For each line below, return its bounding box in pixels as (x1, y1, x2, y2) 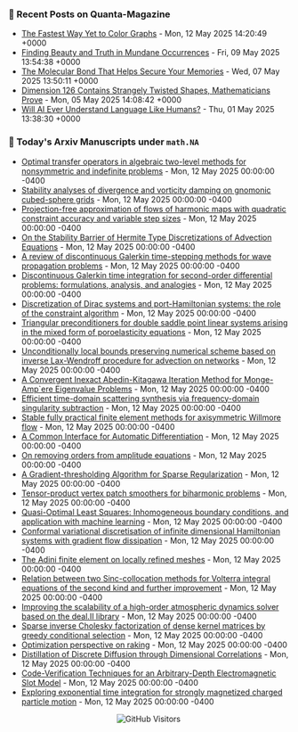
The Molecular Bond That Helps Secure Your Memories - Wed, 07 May (20, 66, 280, 77)
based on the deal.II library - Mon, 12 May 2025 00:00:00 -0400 (20, 611, 257, 621)
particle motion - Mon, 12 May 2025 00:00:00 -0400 (20, 695, 214, 707)
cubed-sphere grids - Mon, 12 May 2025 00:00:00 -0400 (20, 193, 232, 204)
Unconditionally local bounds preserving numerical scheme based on (20, 345, 277, 356)
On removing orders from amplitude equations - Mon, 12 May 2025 (20, 449, 267, 460)
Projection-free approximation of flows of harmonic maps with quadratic (20, 203, 286, 214)
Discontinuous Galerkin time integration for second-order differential (20, 269, 273, 280)
